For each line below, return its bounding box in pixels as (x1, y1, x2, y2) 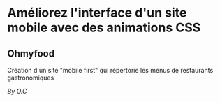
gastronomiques (7, 73, 54, 82)
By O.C (7, 87, 27, 95)
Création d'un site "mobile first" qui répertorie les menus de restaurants (7, 66, 214, 74)
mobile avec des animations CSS (7, 20, 201, 36)
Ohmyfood (7, 48, 54, 59)
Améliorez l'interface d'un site (7, 5, 187, 21)
